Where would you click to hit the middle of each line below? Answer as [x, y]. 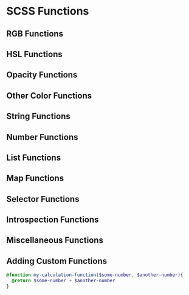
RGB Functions [35, 34]
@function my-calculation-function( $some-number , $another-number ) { [95, 275]
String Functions [39, 116]
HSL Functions [34, 54]
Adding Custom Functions [57, 261]
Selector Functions [43, 199]
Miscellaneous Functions [55, 241]
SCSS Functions [48, 11]
